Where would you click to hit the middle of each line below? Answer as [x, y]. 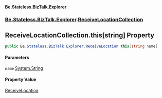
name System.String [24, 68]
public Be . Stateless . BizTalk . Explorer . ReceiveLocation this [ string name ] [81, 46]
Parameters [17, 57]
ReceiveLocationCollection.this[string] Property [80, 35]
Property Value [21, 79]
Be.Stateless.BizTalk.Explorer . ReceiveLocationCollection [74, 20]
